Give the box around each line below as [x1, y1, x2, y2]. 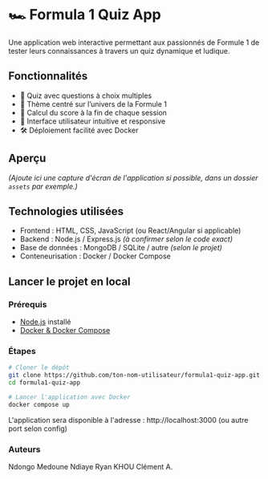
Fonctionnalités [8, 69, 88, 83]
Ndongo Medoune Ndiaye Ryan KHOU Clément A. [8, 462, 173, 472]
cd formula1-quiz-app [8, 379, 81, 387]
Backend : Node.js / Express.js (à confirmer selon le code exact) [19, 234, 233, 244]
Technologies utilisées [8, 205, 124, 218]
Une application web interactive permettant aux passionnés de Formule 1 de [8, 37, 260, 47]
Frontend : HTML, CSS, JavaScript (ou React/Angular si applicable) [19, 225, 242, 236]
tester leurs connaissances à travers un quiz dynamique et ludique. [8, 46, 230, 55]
